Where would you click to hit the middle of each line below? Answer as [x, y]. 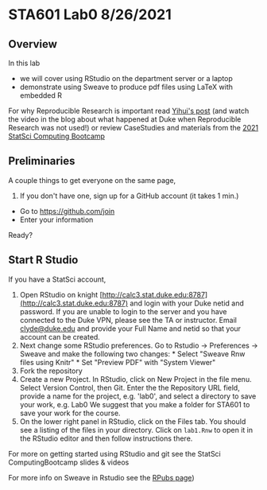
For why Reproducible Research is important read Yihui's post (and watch [129, 111]
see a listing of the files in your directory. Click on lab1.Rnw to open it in [136, 430]
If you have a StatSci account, [57, 279]
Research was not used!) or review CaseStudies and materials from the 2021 [133, 128]
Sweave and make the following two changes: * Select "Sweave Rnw [132, 354]
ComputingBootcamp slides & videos [69, 462]
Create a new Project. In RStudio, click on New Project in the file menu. [135, 379]
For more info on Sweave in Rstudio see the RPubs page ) [101, 477]
